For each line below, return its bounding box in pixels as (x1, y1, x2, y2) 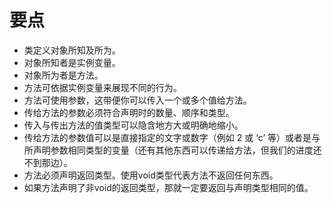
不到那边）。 (23, 156, 73, 168)
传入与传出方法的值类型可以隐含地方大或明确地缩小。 (23, 119, 244, 131)
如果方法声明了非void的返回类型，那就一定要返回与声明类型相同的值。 (23, 181, 314, 193)
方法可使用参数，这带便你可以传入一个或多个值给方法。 (23, 94, 252, 106)
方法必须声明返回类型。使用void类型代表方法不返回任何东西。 (23, 169, 279, 181)
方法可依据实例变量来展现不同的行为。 (23, 81, 182, 93)
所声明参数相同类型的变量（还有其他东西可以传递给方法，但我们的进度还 (23, 144, 322, 156)
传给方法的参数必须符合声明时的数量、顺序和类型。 (23, 106, 235, 118)
